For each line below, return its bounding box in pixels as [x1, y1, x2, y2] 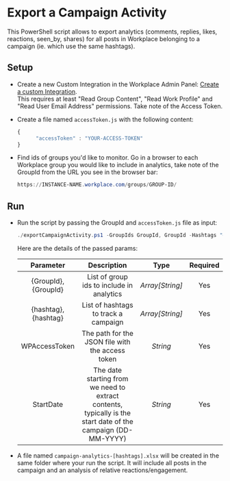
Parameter [30, 260, 66, 270]
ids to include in [81, 280, 133, 290]
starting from [86, 373, 129, 383]
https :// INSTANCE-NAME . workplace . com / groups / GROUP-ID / [16, 182, 177, 188]
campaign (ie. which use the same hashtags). [7, 42, 136, 50]
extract [96, 391, 119, 400]
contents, [92, 399, 123, 409]
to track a [92, 308, 123, 318]
